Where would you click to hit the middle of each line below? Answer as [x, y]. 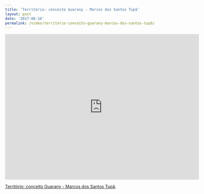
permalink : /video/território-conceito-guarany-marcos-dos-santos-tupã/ [80, 23]
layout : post [18, 14]
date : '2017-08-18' [25, 18]
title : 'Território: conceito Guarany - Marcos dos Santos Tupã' [72, 9]
